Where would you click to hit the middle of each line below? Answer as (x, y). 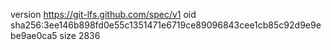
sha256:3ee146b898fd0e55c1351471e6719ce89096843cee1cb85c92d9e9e (166, 25)
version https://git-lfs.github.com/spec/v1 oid (103, 14)
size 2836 (80, 35)
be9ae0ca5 (34, 35)
